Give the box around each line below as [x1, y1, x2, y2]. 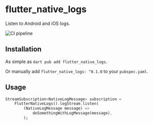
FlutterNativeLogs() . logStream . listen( [14, 101, 99, 106]
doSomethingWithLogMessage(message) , [32, 111, 113, 116]
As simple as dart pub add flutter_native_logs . [5, 58, 108, 65]
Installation [5, 45, 42, 54]
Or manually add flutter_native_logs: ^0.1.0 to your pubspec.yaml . [5, 68, 148, 74]
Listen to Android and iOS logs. [5, 20, 70, 26]
